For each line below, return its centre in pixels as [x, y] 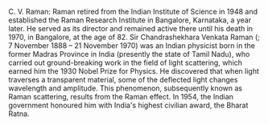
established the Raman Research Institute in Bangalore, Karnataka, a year [130, 20]
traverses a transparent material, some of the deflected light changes [123, 80]
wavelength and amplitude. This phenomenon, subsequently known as [126, 88]
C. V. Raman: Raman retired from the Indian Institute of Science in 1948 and [133, 12]
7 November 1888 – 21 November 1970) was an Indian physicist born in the [132, 46]
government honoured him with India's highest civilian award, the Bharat [128, 105]
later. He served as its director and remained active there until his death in [131, 28]
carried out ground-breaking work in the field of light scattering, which [126, 62]
